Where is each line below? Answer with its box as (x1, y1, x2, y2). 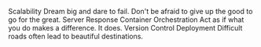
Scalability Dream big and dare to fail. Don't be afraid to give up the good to (8, 7, 253, 16)
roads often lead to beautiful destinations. (8, 31, 144, 41)
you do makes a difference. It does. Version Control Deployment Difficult (8, 23, 243, 32)
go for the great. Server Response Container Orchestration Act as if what (8, 15, 244, 24)
